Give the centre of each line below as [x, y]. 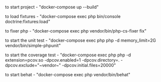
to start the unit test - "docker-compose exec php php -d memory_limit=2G [80, 40]
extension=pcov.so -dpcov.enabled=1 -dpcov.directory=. [62, 60]
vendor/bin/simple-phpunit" [33, 45]
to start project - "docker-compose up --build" [52, 7]
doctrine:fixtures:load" [28, 22]
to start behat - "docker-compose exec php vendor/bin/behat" [68, 74]
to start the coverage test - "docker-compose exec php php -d [68, 55]
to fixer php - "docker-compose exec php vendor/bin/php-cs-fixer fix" [76, 31]
